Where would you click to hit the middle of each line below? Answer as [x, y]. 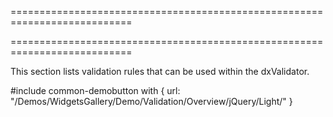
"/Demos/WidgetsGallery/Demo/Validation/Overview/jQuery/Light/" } [151, 101]
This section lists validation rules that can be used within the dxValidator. [160, 71]
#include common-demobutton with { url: [95, 90]
